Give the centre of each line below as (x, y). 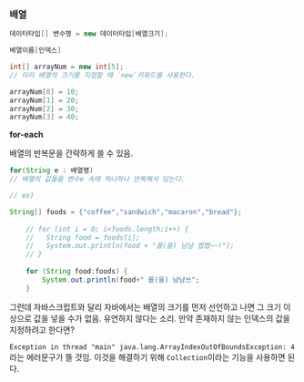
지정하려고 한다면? (42, 329)
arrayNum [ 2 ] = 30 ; (44, 108)
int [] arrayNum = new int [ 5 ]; (67, 67)
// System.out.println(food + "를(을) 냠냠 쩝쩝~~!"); (130, 246)
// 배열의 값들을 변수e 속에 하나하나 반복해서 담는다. (97, 180)
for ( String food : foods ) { (77, 272)
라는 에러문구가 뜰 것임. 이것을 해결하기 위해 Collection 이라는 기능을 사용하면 (147, 356)
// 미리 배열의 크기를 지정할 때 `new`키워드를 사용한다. (102, 75)
